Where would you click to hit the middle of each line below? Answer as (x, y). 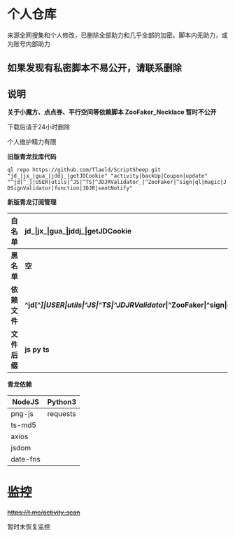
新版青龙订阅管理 (32, 202)
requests (62, 414)
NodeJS (26, 402)
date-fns (26, 459)
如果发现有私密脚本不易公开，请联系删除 (94, 68)
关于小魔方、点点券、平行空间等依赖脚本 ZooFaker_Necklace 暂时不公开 (112, 112)
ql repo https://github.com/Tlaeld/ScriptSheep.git (84, 170)
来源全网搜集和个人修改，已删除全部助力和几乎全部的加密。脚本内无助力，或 (117, 35)
